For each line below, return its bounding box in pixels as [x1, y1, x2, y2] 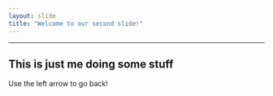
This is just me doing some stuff [8, 57, 174, 71]
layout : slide [8, 11, 57, 20]
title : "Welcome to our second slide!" [8, 20, 144, 28]
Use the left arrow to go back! [8, 79, 108, 89]
